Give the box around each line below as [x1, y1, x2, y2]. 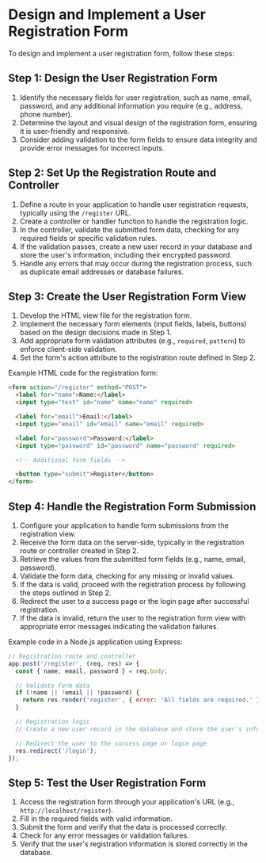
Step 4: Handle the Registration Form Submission [8, 499, 256, 513]
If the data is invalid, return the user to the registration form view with [19, 613, 246, 623]
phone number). [19, 109, 73, 119]
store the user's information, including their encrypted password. [19, 250, 232, 259]
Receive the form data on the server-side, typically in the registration [19, 537, 245, 547]
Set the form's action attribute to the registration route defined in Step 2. [19, 353, 256, 362]
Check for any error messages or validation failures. [19, 831, 190, 841]
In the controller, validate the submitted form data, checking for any [19, 224, 240, 235]
